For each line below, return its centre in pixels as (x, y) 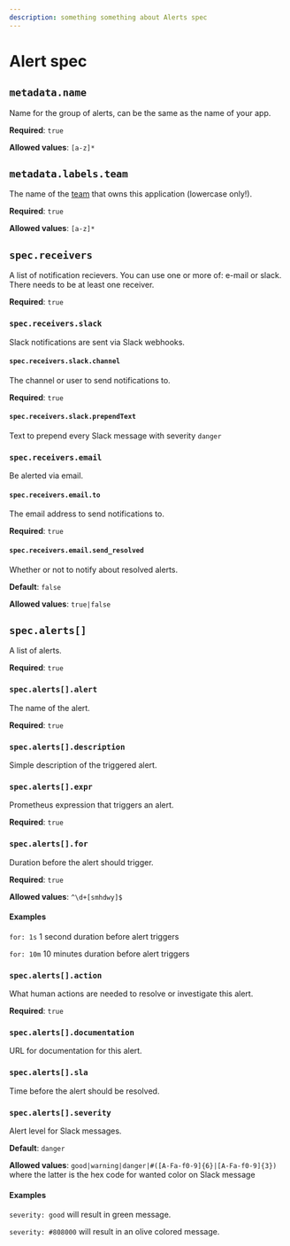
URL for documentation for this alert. (76, 1051)
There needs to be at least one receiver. (82, 285)
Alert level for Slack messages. (65, 1131)
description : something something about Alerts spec (108, 17)
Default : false (35, 586)
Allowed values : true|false (60, 604)
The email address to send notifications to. (87, 514)
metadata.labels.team (69, 174)
